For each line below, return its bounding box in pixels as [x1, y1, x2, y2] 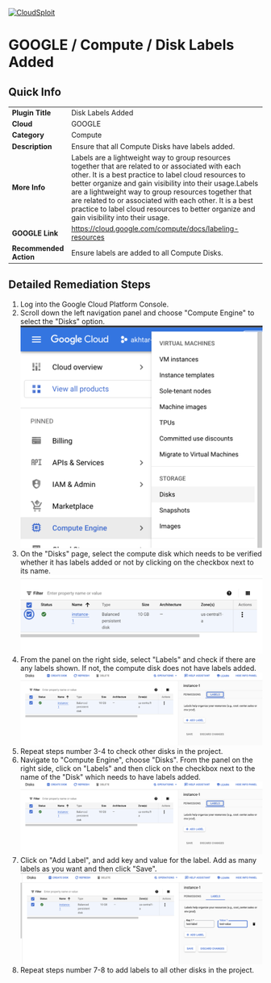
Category [11, 130, 44, 140]
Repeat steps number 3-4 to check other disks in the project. [19, 746, 223, 756]
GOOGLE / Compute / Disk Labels [8, 36, 235, 54]
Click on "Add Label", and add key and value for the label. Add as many [19, 855, 256, 864]
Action [11, 252, 35, 262]
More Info [11, 182, 46, 193]
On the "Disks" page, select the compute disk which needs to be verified [19, 549, 262, 559]
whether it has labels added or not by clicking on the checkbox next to [19, 557, 254, 568]
